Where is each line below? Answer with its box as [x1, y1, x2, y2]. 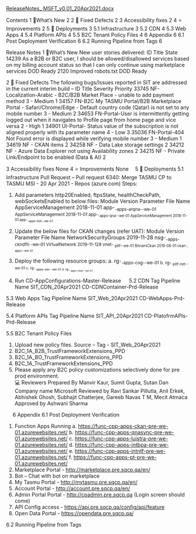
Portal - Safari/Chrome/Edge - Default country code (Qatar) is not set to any [6, 104, 190, 111]
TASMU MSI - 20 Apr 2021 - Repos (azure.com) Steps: [6, 180, 137, 187]
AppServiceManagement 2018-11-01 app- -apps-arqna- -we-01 [14, 204, 157, 212]
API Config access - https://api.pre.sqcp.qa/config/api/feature [14, 504, 165, 511]
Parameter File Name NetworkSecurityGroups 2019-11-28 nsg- [14, 234, 166, 241]
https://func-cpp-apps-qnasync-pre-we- [75, 428, 174, 436]
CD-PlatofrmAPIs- [144, 312, 188, 319]
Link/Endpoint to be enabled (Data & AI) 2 [6, 154, 106, 161]
